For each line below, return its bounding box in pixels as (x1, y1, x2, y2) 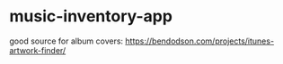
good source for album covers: (9, 36, 124, 46)
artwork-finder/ (9, 44, 66, 55)
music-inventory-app (9, 6, 173, 27)
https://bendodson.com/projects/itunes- (125, 36, 275, 46)
